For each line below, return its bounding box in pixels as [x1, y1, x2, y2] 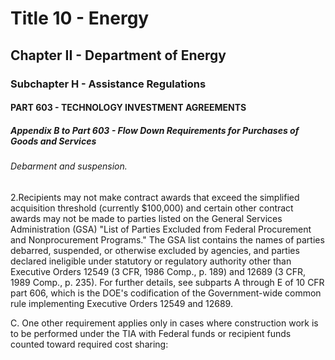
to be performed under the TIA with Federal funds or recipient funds [10, 327, 292, 339]
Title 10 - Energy [10, 7, 150, 30]
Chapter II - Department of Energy [10, 47, 227, 64]
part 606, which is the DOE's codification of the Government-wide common [10, 287, 322, 299]
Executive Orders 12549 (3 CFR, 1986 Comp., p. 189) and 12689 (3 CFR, [10, 265, 307, 277]
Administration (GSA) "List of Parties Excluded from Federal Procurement [10, 223, 312, 235]
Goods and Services [10, 135, 97, 147]
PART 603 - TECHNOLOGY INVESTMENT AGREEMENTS [10, 102, 247, 114]
